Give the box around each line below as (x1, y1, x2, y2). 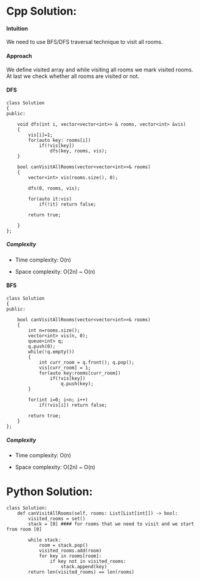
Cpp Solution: (6, 4, 77, 18)
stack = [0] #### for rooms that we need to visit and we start (28, 521, 195, 527)
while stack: (28, 536, 61, 543)
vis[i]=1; (28, 132, 53, 138)
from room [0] (6, 526, 43, 532)
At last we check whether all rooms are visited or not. (6, 72, 140, 80)
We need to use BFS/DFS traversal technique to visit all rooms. (6, 38, 163, 46)
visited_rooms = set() (28, 515, 86, 522)
